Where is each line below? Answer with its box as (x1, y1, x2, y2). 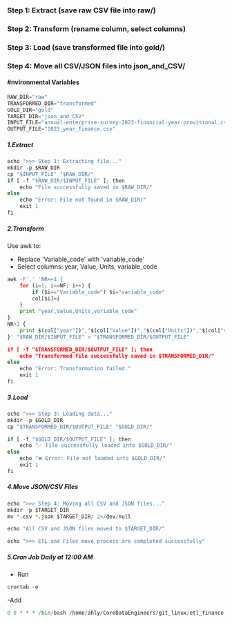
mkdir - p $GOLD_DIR (7, 416, 64, 423)
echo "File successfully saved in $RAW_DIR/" (19, 184, 153, 191)
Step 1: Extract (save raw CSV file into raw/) (7, 6, 157, 15)
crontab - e (7, 584, 39, 591)
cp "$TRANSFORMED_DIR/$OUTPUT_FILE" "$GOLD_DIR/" (7, 423, 153, 430)
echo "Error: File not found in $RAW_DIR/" (19, 196, 147, 204)
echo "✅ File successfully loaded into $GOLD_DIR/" (19, 442, 173, 449)
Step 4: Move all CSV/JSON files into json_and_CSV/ (7, 61, 186, 70)
